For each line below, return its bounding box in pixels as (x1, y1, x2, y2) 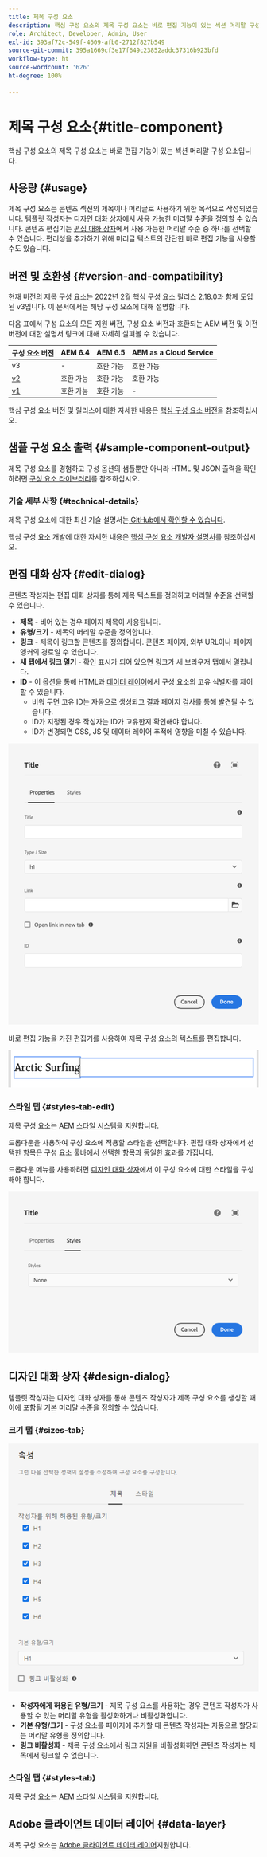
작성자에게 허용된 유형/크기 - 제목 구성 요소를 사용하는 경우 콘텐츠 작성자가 (19, 1700, 250, 1710)
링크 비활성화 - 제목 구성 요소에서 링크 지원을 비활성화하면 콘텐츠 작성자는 (19, 1740, 248, 1749)
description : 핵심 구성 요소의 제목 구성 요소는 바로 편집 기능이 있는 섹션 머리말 (8, 21, 246, 29)
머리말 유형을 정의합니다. (28, 1730, 106, 1740)
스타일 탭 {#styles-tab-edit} (8, 1101, 115, 1112)
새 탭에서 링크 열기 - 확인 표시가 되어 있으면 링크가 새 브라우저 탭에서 (19, 657, 232, 666)
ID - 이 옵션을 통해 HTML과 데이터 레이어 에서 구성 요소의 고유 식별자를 (19, 677, 238, 686)
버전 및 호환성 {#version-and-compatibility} (8, 269, 224, 283)
